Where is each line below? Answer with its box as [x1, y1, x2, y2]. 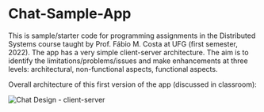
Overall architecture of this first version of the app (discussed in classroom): [8, 80, 258, 89]
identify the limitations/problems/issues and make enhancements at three [8, 56, 248, 65]
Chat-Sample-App [8, 5, 132, 23]
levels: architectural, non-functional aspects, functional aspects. [8, 64, 218, 73]
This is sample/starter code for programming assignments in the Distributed [8, 31, 256, 40]
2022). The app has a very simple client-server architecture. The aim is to [8, 47, 249, 57]
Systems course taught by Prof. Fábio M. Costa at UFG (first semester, [8, 39, 238, 48]
